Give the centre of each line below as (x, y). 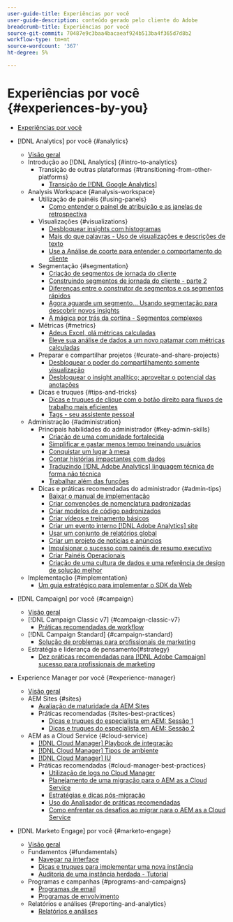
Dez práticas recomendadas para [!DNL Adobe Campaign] (122, 657)
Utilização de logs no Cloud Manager (102, 773)
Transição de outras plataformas (85, 169)
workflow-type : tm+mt (39, 40)
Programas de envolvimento (79, 896)
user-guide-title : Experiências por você (68, 14)
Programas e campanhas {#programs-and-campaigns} (107, 881)
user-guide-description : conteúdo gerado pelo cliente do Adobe (103, 20)
